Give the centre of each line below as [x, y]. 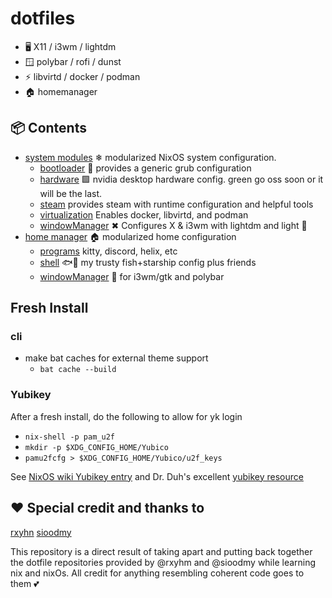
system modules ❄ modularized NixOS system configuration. [150, 157]
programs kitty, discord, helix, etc [108, 251]
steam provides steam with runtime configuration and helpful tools [176, 204]
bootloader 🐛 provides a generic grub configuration [145, 168]
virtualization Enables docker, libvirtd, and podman [144, 214]
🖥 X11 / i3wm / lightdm [70, 46]
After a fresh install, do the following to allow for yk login [126, 416]
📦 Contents [48, 128]
